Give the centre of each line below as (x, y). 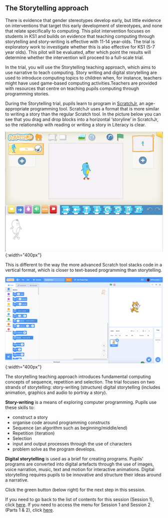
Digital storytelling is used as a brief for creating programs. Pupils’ (74, 458)
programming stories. (27, 93)
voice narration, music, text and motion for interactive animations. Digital (80, 469)
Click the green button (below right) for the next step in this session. (75, 489)
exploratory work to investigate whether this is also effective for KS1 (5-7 (80, 46)
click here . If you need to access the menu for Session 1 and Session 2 (78, 504)
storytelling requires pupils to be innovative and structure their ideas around (83, 474)
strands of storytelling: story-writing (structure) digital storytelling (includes (83, 387)
